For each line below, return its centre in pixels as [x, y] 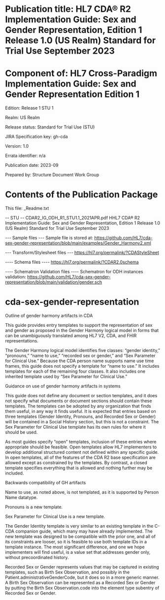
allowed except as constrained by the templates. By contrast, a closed [76, 463]
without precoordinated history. [37, 557]
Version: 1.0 [17, 146]
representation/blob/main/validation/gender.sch [54, 282]
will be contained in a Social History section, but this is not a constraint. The [82, 422]
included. [15, 473]
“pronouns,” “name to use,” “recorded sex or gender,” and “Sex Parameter [81, 356]
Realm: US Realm [23, 118]
